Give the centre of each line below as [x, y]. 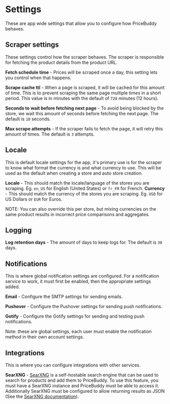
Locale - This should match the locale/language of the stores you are [77, 183]
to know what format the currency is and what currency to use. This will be [83, 167]
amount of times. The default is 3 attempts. [50, 134]
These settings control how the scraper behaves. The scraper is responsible [85, 57]
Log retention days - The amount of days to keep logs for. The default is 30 [84, 243]
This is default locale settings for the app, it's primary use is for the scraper [84, 162]
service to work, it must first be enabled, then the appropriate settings [78, 281]
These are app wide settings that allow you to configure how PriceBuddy [81, 23]
